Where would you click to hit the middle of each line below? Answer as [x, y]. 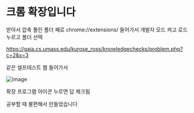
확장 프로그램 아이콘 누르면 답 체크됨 [48, 91]
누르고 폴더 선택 [25, 37]
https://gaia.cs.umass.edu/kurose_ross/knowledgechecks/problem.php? [95, 49]
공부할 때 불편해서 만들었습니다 [42, 104]
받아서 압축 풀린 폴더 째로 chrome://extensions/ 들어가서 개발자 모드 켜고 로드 [97, 30]
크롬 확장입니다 [41, 12]
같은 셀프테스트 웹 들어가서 [37, 67]
